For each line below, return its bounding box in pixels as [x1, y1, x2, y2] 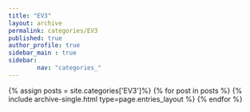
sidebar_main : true [8, 49, 77, 57]
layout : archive [8, 19, 62, 27]
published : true [8, 34, 62, 42]
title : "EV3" [8, 11, 52, 20]
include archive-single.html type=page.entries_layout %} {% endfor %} [8, 94, 243, 104]
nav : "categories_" [37, 64, 102, 72]
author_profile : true [8, 42, 81, 50]
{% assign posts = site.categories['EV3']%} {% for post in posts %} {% [8, 86, 243, 95]
